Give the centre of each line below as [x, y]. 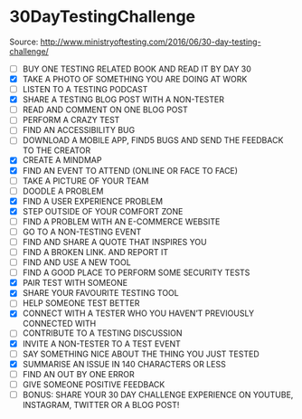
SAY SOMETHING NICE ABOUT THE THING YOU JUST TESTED [141, 354]
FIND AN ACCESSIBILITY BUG [79, 130]
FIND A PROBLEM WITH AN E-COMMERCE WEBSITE [121, 221]
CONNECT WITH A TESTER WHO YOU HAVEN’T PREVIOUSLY [138, 313]
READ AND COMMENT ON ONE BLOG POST [105, 110]
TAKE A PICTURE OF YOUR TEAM [85, 181]
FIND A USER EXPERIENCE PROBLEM [93, 201]
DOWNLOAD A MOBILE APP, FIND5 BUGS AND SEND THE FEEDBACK [153, 140]
